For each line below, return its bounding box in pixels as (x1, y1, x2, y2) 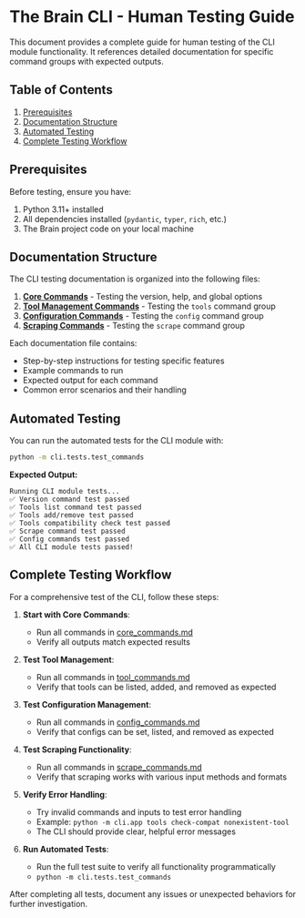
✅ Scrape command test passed (9, 526, 126, 536)
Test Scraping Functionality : (22, 744, 132, 755)
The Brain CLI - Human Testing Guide (9, 6, 295, 27)
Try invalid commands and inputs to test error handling (36, 806, 242, 817)
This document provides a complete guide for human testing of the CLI (9, 36, 275, 47)
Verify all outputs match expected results (36, 636, 191, 648)
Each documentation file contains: (9, 338, 137, 349)
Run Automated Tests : (22, 843, 109, 854)
